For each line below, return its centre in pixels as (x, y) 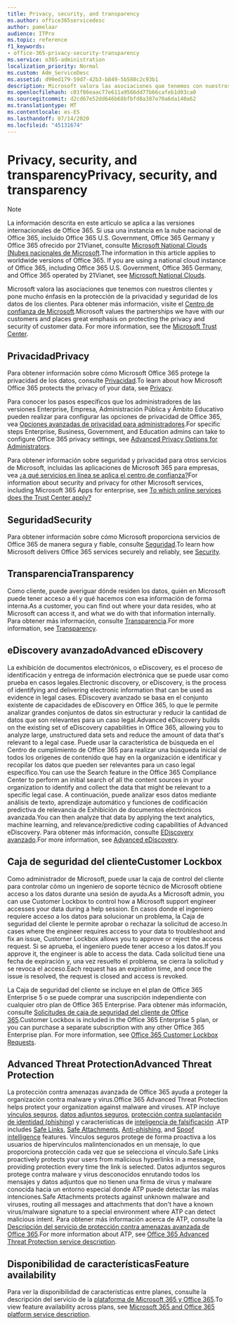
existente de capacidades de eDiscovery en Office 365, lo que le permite (113, 704)
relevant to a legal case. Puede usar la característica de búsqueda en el (111, 742)
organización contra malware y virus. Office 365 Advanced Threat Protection (118, 1100)
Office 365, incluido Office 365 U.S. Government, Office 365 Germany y (111, 238)
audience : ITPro (31, 33)
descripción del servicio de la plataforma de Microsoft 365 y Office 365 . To (115, 1300)
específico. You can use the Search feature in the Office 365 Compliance (112, 772)
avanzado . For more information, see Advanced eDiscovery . (93, 840)
